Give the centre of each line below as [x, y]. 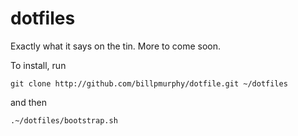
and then [28, 102]
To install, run [38, 65]
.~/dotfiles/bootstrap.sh [64, 120]
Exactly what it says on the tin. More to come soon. [115, 46]
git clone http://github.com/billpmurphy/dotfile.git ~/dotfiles [149, 83]
